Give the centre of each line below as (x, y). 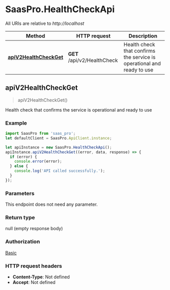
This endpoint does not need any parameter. (51, 204)
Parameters (20, 193)
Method (36, 35)
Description (143, 35)
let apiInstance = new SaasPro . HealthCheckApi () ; (59, 147)
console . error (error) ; (38, 161)
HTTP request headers (34, 266)
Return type (20, 217)
